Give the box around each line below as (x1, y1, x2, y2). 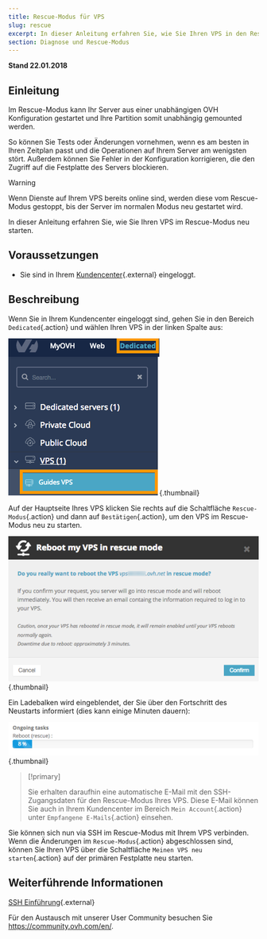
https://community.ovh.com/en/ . (8, 921, 114, 930)
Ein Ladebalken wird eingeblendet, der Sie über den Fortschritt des (8, 697, 228, 707)
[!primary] (27, 772, 61, 782)
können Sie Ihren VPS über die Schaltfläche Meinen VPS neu (8, 845, 203, 855)
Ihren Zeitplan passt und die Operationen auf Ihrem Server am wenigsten (8, 146, 247, 155)
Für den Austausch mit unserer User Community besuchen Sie (8, 913, 213, 922)
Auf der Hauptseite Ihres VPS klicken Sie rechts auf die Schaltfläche (8, 503, 231, 513)
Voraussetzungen (8, 249, 99, 262)
